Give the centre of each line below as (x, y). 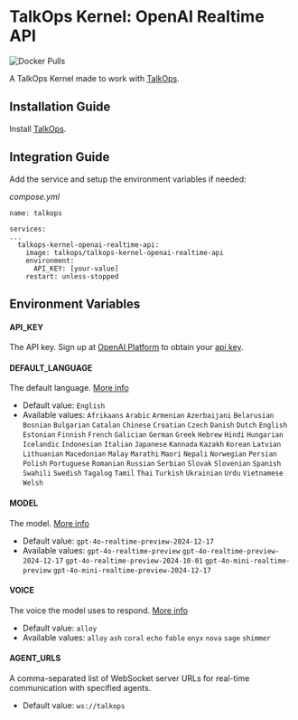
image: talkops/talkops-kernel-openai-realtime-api (125, 252)
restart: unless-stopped (72, 276)
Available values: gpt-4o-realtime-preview (101, 550)
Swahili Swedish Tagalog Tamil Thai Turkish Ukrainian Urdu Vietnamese (153, 474)
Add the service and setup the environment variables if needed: (128, 179)
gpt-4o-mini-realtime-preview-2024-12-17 (132, 570)
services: (28, 229)
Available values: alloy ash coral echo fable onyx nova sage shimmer (146, 637)
